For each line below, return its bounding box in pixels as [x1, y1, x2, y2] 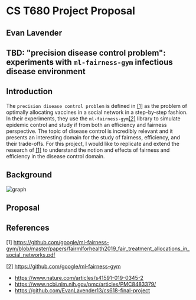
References [6, 223, 50, 233]
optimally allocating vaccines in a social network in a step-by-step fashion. [6, 108, 188, 116]
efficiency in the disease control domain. [6, 152, 105, 159]
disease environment [6, 66, 86, 76]
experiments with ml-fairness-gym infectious [6, 57, 173, 67]
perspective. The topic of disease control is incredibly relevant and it [6, 127, 173, 135]
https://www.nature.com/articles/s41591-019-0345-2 [14, 274, 143, 281]
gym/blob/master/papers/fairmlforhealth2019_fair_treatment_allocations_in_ [6, 245, 190, 252]
